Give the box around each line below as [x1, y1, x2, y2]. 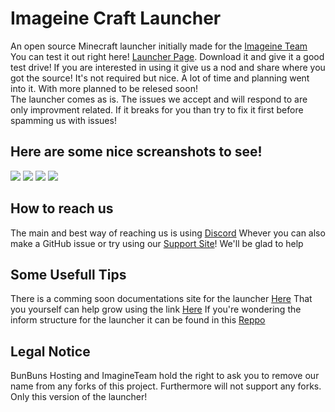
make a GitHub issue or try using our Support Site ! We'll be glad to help [10, 237, 304, 249]
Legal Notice [10, 343, 91, 360]
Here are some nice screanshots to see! [10, 143, 263, 161]
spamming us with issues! [10, 114, 117, 126]
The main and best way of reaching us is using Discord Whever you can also [10, 227, 326, 239]
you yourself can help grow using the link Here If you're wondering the [10, 303, 302, 316]
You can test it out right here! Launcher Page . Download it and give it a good [10, 50, 325, 62]
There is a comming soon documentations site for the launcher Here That [10, 293, 313, 305]
